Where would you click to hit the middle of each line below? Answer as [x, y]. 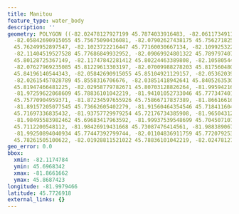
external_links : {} [36, 200]
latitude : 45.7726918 [39, 193]
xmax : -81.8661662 [41, 173]
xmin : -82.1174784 [41, 160]
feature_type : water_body [46, 21]
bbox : [15, 153]
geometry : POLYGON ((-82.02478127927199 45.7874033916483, [97, 34]
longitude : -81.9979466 [43, 186]
